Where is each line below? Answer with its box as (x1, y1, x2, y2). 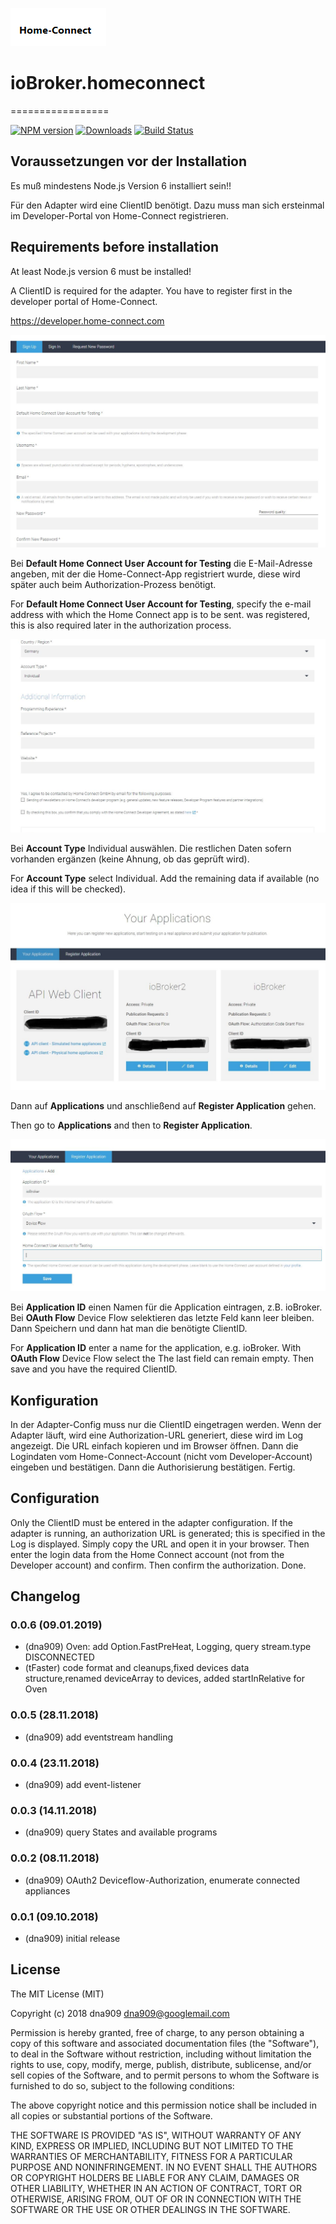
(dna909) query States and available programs (24, 1826, 218, 1838)
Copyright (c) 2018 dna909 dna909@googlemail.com (10, 2007, 230, 2019)
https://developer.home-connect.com (10, 314, 165, 327)
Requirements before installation (10, 239, 220, 256)
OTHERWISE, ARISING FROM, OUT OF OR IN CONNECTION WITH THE (10, 2193, 302, 2205)
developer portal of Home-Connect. (10, 295, 158, 307)
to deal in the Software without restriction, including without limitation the (10, 2048, 312, 2060)
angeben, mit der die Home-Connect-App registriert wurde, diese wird (10, 568, 301, 580)
